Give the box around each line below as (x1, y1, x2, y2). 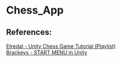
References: (6, 27, 52, 37)
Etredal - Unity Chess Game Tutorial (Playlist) (6, 43, 116, 50)
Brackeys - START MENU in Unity (6, 49, 87, 56)
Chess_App (6, 4, 64, 17)
